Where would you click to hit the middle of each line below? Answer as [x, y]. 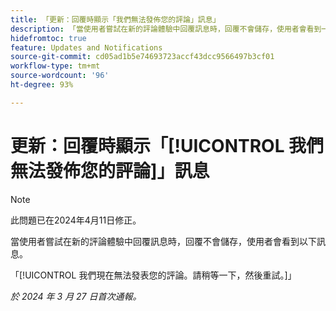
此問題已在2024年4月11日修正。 [76, 220]
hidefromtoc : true [48, 38]
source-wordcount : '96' [60, 76]
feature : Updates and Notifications [86, 47]
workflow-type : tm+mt [55, 66]
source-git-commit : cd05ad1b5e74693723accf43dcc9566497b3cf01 [142, 57]
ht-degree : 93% [42, 85]
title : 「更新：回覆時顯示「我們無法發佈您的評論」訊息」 [115, 19]
